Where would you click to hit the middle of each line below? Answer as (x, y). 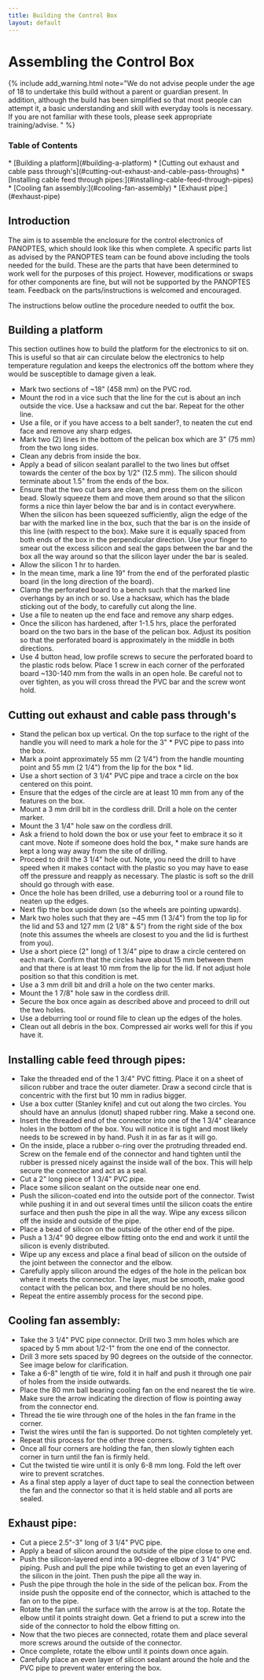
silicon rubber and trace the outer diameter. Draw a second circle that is (136, 1087)
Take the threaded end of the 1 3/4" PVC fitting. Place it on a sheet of (131, 1078)
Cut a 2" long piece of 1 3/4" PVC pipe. (82, 1179)
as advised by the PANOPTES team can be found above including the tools (129, 257)
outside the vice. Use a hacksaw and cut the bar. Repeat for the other (132, 406)
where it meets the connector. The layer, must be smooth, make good (132, 1279)
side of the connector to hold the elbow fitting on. (100, 1626)
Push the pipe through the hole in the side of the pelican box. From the (134, 1584)
